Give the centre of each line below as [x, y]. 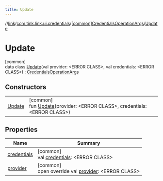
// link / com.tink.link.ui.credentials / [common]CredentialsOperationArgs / [75, 23]
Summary [89, 143]
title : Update [19, 9]
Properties [21, 129]
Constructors [26, 87]
